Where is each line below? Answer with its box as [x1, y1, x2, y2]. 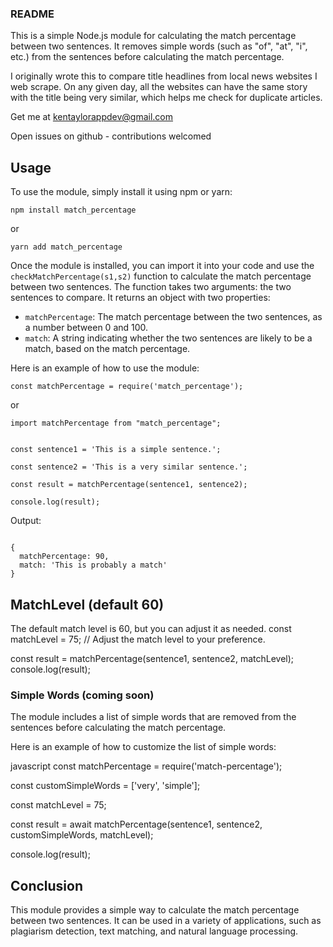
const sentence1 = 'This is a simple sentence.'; [10, 445, 222, 455]
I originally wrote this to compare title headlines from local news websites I [10, 70, 318, 82]
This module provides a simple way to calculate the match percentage [10, 904, 300, 916]
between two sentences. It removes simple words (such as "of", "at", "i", [10, 40, 308, 52]
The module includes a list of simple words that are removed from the [10, 711, 297, 723]
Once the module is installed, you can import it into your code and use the [10, 260, 315, 272]
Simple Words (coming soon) [10, 688, 155, 702]
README [10, 7, 55, 21]
